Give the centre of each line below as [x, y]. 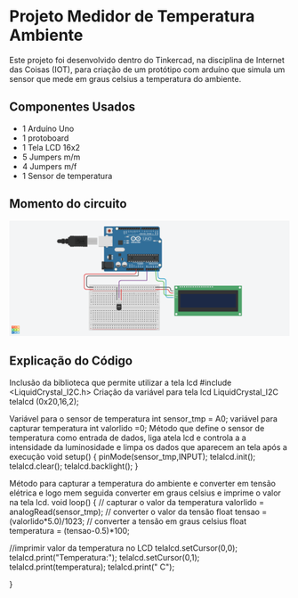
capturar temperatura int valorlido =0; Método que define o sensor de [137, 428]
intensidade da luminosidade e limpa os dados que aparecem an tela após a [148, 446]
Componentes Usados [72, 107]
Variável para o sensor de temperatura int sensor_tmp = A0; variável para [144, 418]
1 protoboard [45, 138]
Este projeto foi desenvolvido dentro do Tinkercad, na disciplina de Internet [147, 60]
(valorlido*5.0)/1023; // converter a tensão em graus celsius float [128, 521]
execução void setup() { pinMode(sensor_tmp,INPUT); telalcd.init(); [133, 456]
